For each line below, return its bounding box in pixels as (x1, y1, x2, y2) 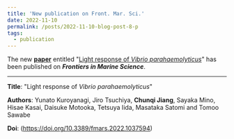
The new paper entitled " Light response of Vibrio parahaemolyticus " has (7, 55, 217, 63)
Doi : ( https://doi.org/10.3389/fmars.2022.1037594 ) (7, 124, 153, 133)
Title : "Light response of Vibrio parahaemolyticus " (7, 83, 153, 91)
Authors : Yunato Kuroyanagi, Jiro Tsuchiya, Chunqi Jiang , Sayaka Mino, (7, 96, 216, 104)
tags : (7, 29, 23, 37)
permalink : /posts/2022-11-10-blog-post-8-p (7, 23, 139, 30)
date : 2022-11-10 (7, 17, 58, 24)
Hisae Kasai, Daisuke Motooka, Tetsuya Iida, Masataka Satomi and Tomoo (7, 104, 219, 112)
